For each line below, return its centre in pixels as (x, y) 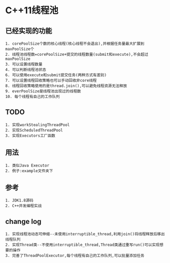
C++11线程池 (32, 10)
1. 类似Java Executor (27, 166)
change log (23, 221)
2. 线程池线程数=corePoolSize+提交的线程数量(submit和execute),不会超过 (77, 54)
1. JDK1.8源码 (20, 201)
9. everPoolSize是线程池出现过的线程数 (43, 91)
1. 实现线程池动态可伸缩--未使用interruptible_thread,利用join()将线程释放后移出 (85, 234)
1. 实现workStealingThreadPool (38, 125)
